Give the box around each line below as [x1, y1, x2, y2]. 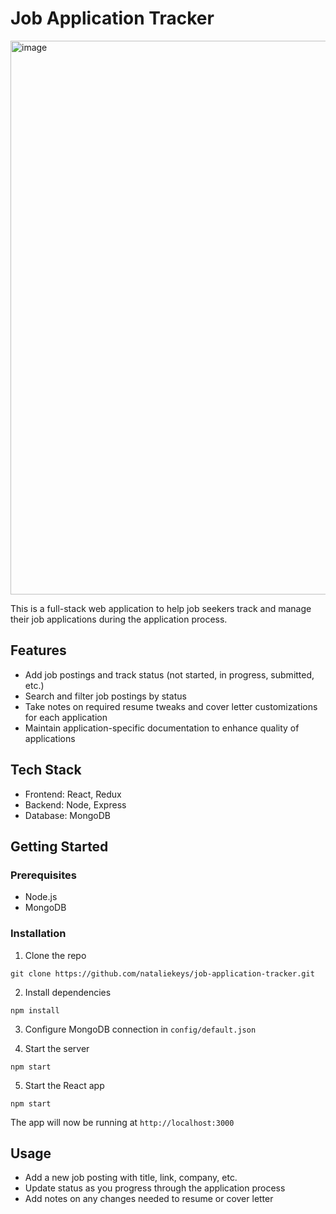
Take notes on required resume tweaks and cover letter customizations [24, 700, 318, 712]
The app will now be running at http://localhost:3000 [10, 1116, 235, 1128]
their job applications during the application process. [10, 613, 228, 625]
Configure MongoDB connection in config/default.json [24, 1023, 257, 1035]
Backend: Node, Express [24, 798, 127, 811]
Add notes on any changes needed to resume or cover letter [24, 1193, 274, 1205]
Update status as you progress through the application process [24, 1182, 286, 1194]
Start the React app [24, 1079, 105, 1091]
